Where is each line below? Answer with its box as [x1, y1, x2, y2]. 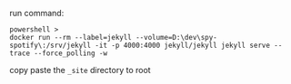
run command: [9, 8, 65, 18]
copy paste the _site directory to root [9, 65, 152, 75]
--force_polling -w [33, 49, 107, 58]
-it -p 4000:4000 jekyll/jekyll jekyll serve [95, 41, 271, 50]
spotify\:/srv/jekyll [9, 41, 92, 50]
